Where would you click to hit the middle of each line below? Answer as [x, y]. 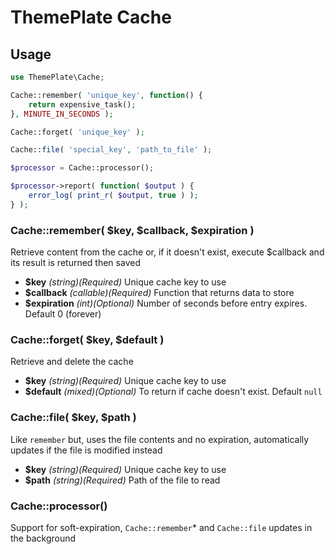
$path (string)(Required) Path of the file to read [122, 480]
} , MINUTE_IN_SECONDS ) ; [62, 114]
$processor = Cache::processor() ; [82, 168]
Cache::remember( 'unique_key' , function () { [106, 95]
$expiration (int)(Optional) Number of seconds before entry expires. [166, 303]
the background [43, 538]
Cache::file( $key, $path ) [73, 418]
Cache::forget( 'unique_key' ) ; [77, 132]
